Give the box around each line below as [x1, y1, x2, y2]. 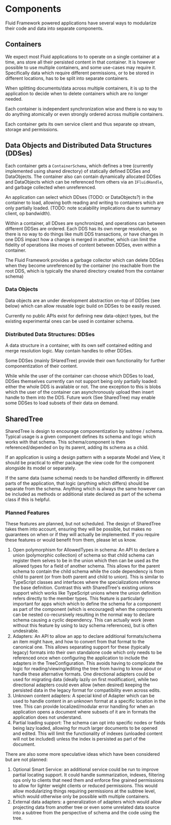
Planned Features [5, 509, 50, 516]
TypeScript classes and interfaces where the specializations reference [12, 579, 161, 585]
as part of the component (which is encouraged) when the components [12, 606, 163, 612]
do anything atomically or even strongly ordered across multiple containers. [5, 111, 164, 117]
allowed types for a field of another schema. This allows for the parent [12, 563, 160, 569]
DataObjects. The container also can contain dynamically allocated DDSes [5, 173, 161, 180]
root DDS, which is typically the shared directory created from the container [5, 268, 164, 274]
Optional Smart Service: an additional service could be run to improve [12, 767, 159, 773]
